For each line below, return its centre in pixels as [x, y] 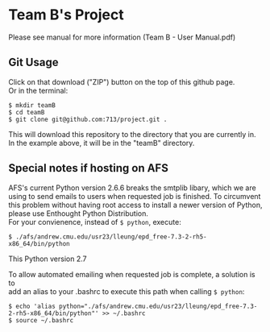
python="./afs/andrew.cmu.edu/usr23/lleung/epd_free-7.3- [158, 306]
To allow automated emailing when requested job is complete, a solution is [132, 274]
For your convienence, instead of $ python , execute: [95, 222]
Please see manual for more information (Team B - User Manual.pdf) [122, 37]
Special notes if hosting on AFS [89, 168]
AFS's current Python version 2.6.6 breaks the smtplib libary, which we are [132, 188]
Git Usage [33, 62]
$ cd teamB [27, 112]
